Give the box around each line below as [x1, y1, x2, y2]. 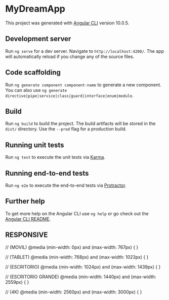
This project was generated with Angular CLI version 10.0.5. [5, 20, 130, 26]
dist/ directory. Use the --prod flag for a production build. [5, 126, 126, 132]
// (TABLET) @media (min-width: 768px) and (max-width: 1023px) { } [5, 254, 149, 260]
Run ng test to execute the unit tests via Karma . [5, 154, 105, 160]
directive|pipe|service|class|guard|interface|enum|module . [5, 92, 134, 98]
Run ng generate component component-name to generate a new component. [5, 82, 162, 88]
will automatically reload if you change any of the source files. [5, 53, 135, 59]
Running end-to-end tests [5, 169, 89, 178]
